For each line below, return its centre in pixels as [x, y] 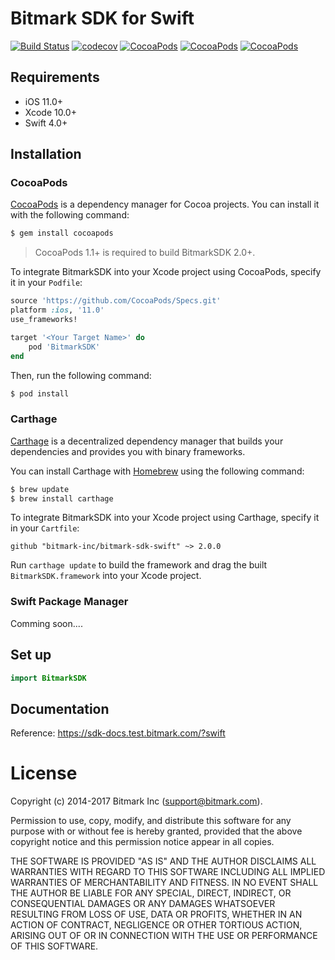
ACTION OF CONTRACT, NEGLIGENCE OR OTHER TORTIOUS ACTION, [156, 925]
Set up [31, 655]
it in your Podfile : [46, 283]
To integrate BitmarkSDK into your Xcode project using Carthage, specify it [165, 518]
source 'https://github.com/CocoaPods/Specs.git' [116, 301]
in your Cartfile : [45, 528]
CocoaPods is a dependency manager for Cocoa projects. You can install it [165, 204]
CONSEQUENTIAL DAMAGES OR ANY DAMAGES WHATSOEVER [143, 904]
